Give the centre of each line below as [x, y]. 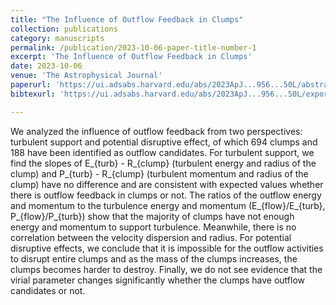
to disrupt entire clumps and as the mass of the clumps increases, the [154, 258]
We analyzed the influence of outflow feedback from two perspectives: [156, 131]
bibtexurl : [33, 94]
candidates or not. [48, 290]
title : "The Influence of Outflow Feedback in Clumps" [127, 19]
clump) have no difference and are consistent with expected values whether [167, 184]
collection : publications [64, 29]
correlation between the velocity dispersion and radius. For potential [151, 237]
